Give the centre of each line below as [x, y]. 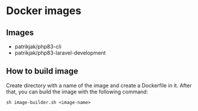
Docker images [44, 11]
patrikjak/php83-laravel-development [60, 53]
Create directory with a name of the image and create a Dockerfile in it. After [99, 85]
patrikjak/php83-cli [38, 46]
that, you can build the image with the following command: [77, 92]
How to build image [42, 71]
